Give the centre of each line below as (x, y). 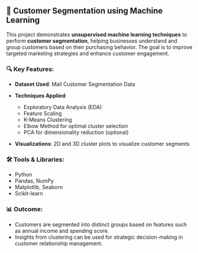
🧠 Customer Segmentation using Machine (85, 11)
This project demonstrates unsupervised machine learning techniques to (97, 34)
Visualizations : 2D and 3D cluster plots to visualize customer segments (102, 144)
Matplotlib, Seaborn (39, 187)
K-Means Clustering (48, 120)
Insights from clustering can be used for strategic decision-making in (99, 237)
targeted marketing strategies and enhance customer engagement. (88, 53)
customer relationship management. (59, 243)
